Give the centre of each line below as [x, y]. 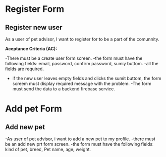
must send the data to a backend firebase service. [64, 89]
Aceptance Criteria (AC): [31, 49]
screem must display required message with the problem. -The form [82, 83]
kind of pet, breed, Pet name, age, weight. [48, 149]
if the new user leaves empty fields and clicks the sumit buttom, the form [87, 78]
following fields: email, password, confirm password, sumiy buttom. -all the [82, 63]
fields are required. [25, 69]
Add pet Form [34, 109]
